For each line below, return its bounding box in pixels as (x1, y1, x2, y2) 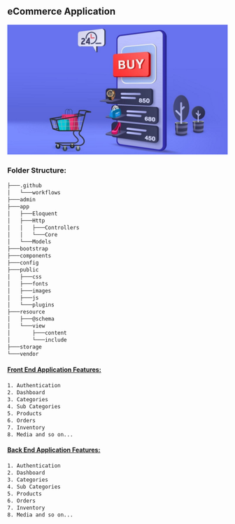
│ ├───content (7, 330, 68, 337)
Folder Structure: (7, 166, 67, 175)
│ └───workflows (7, 189, 61, 196)
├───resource (7, 309, 45, 316)
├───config (7, 260, 39, 267)
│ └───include (7, 337, 68, 344)
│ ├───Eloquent (7, 210, 58, 217)
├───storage (7, 344, 42, 351)
